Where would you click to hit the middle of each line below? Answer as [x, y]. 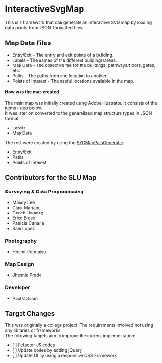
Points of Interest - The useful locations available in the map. [73, 81]
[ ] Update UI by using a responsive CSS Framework [64, 356]
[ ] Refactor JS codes [33, 345]
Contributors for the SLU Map [51, 178]
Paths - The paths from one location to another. [60, 75]
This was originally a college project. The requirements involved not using [79, 325]
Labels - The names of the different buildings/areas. [64, 60]
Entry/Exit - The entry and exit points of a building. [63, 55]
